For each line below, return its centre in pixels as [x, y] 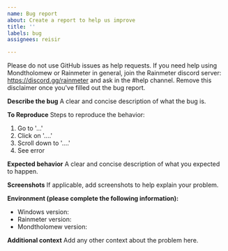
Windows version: [43, 212]
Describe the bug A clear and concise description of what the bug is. [107, 101]
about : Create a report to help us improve [71, 20]
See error [31, 151]
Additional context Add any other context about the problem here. [103, 241]
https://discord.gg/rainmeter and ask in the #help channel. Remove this [109, 80]
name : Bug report [32, 14]
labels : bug [24, 33]
